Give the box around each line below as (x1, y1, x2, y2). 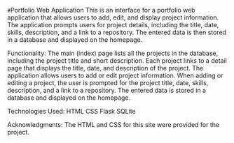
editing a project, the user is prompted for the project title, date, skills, (7, 79, 209, 86)
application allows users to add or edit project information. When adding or (7, 71, 223, 80)
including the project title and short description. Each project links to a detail (7, 57, 228, 65)
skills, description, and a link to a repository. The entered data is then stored (7, 28, 226, 36)
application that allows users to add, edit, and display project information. (7, 13, 219, 22)
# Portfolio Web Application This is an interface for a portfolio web (7, 6, 195, 14)
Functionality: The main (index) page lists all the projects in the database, (7, 49, 219, 57)
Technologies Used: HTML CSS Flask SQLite (7, 107, 137, 115)
